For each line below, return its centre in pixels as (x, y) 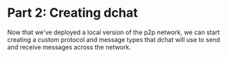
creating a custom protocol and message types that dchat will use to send (114, 39)
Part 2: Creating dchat (73, 13)
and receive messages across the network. (69, 47)
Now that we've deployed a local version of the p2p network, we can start (113, 32)
